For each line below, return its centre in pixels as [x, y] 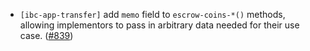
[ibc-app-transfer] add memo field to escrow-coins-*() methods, [152, 14]
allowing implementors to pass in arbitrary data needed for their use [159, 25]
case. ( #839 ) [46, 35]
